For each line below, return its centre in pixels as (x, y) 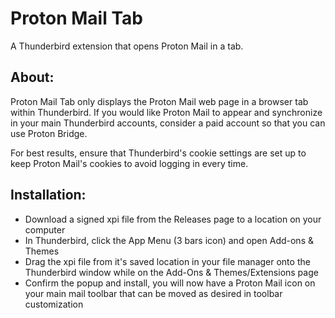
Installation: (48, 195)
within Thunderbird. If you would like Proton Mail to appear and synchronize (166, 112)
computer (45, 229)
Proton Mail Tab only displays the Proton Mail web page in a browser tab (159, 101)
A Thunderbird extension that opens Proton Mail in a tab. (127, 46)
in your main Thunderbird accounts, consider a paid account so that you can (168, 123)
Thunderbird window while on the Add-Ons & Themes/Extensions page (171, 272)
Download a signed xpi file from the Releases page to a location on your (173, 219)
